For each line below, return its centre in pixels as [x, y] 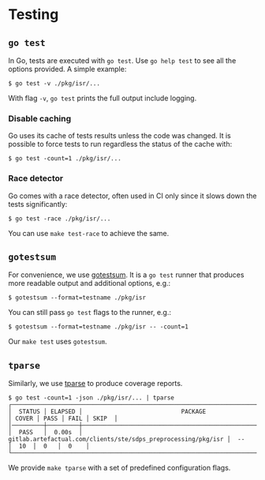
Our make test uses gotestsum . [58, 342]
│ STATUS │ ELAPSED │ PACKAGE [107, 412]
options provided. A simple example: [67, 69]
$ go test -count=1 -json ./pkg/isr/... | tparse [91, 398]
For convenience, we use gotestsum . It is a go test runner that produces [126, 275]
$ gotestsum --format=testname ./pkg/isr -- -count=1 [99, 327]
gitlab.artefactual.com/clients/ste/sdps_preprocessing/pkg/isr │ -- [127, 440]
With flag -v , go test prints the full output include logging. [103, 98]
